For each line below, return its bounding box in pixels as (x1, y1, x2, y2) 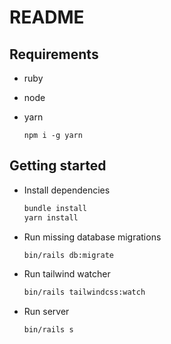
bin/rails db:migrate (23, 250, 114, 260)
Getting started (9, 157, 107, 175)
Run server (23, 306, 70, 318)
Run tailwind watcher (23, 268, 111, 280)
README (9, 6, 85, 29)
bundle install (23, 203, 88, 213)
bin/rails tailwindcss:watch (23, 287, 146, 298)
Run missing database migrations (23, 231, 162, 243)
